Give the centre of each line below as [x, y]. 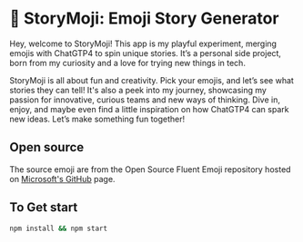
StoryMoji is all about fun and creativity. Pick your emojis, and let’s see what [151, 80]
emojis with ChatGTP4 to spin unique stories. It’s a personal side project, [146, 53]
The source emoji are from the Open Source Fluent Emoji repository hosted [150, 169]
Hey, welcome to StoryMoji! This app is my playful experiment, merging [143, 44]
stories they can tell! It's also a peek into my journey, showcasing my [138, 90]
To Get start [44, 208]
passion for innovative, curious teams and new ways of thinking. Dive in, [145, 100]
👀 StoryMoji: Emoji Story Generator [144, 19]
